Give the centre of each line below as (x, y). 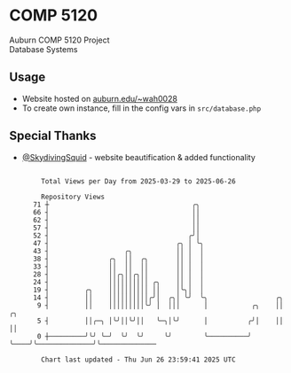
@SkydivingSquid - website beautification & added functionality (138, 157)
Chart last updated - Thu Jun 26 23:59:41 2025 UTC (139, 360)
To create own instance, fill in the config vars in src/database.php (142, 108)
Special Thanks (53, 136)
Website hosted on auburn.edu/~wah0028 (99, 98)
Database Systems (43, 49)
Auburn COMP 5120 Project (59, 40)
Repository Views (73, 197)
